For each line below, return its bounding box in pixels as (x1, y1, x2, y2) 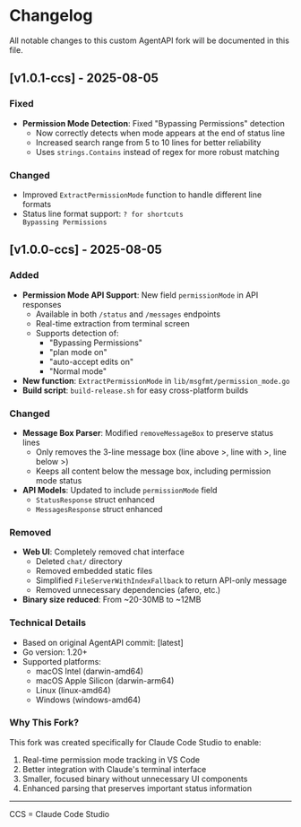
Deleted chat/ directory (35, 556, 123, 567)
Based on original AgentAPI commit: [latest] (21, 637, 184, 648)
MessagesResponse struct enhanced (35, 503, 163, 514)
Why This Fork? (9, 717, 79, 729)
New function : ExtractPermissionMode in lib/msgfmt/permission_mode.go (21, 375, 290, 386)
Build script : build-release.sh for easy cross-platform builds (21, 385, 249, 396)
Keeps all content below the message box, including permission (35, 466, 271, 476)
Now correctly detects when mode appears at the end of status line (35, 127, 286, 138)
